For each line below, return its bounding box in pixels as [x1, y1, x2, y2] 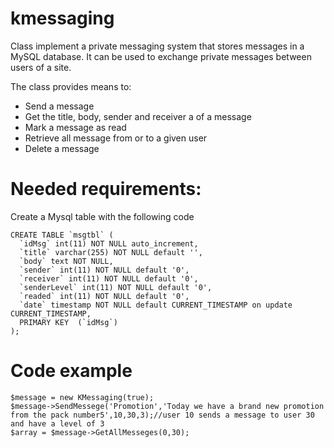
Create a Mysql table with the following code [10, 210, 195, 222]
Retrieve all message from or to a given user [24, 132, 208, 144]
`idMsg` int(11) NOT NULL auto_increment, [19, 238, 199, 249]
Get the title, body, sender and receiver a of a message [24, 110, 252, 122]
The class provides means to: [10, 80, 132, 92]
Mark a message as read [24, 121, 127, 133]
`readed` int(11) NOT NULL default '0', [19, 291, 190, 301]
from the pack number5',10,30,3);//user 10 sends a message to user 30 [10, 410, 315, 420]
